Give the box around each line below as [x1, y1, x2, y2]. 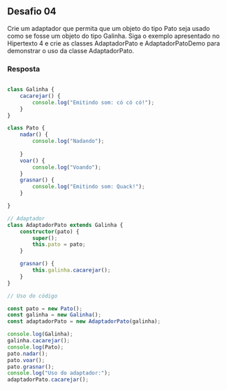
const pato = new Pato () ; [7, 305, 82, 312]
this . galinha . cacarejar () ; [32, 267, 111, 274]
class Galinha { [7, 86, 54, 93]
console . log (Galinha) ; [7, 330, 73, 338]
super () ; [32, 235, 58, 242]
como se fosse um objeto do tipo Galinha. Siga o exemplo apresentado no [7, 32, 220, 40]
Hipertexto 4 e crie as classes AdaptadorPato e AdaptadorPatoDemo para [7, 39, 220, 48]
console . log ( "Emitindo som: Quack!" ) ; [32, 183, 145, 190]
